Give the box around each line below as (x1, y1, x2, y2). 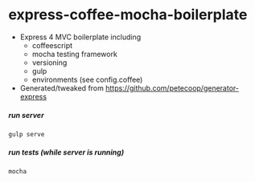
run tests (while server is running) (8, 147, 125, 157)
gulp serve (8, 130, 45, 138)
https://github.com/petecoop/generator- (105, 83, 240, 93)
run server (8, 110, 44, 119)
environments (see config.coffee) (31, 75, 143, 84)
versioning (31, 58, 68, 67)
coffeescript (31, 40, 73, 50)
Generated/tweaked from (19, 83, 105, 93)
